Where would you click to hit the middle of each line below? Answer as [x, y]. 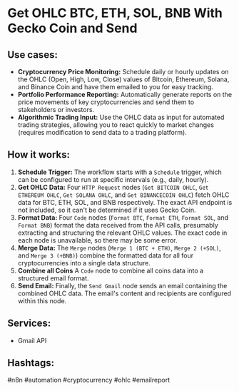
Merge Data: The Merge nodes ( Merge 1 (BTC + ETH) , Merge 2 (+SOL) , [119, 248]
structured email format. [53, 278]
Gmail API [32, 340]
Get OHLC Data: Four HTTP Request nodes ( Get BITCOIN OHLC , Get [113, 187]
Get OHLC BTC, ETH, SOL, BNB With [115, 13]
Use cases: [33, 55]
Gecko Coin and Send [72, 28]
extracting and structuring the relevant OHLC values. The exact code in [122, 233]
